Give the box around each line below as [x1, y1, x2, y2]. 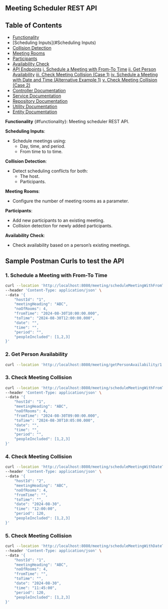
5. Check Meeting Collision [5, 532, 72, 539]
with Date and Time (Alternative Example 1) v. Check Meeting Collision [12, 77, 157, 83]
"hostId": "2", [14, 478, 46, 484]
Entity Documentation [12, 109, 57, 115]
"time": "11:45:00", [14, 585, 57, 590]
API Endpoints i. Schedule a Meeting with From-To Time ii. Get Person [12, 66, 156, 72]
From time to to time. [19, 149, 63, 155]
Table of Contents [5, 21, 62, 30]
